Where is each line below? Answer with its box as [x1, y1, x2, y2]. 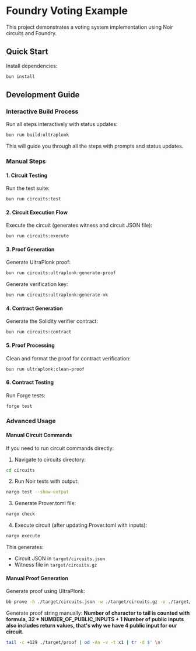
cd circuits [6, 467, 35, 473]
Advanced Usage [6, 417, 56, 425]
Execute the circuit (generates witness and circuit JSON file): [6, 221, 153, 229]
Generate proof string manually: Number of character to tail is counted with [6, 609, 190, 616]
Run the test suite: [6, 185, 50, 192]
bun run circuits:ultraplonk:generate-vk [6, 292, 108, 298]
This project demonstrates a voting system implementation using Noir [6, 23, 173, 30]
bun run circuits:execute [6, 233, 69, 239]
